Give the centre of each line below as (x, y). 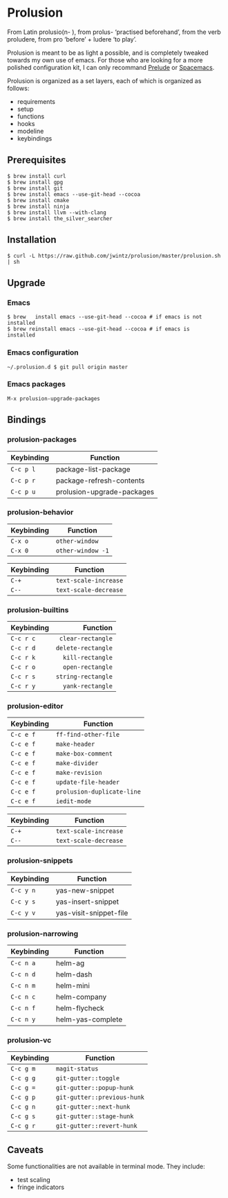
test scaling (34, 1180)
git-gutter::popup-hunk (95, 1088)
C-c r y (23, 686)
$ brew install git (35, 188)
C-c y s (23, 901)
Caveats (25, 1150)
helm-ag (70, 963)
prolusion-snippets (40, 861)
